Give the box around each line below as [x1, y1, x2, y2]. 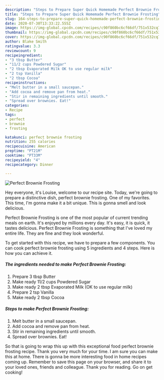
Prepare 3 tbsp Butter [12, 273, 56, 280]
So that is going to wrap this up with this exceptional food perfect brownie [5, 343, 154, 349]
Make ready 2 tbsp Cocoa [12, 295, 64, 300]
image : [5, 26, 19, 30]
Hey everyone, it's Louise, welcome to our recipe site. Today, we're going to [5, 190, 158, 195]
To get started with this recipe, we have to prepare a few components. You [5, 240, 155, 245]
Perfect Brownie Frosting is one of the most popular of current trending [5, 215, 148, 220]
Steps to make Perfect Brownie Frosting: [5, 306, 89, 312]
